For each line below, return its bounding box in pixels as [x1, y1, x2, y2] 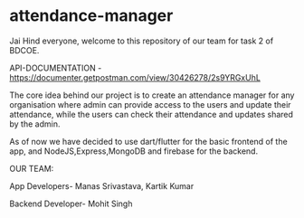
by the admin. [9, 118, 61, 129]
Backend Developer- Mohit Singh [9, 198, 133, 209]
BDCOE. [9, 44, 40, 55]
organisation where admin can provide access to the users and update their [9, 99, 291, 109]
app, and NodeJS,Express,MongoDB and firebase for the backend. [9, 146, 259, 156]
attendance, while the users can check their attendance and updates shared [9, 109, 294, 119]
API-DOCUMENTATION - [9, 62, 102, 73]
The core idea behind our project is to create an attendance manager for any [9, 90, 295, 100]
